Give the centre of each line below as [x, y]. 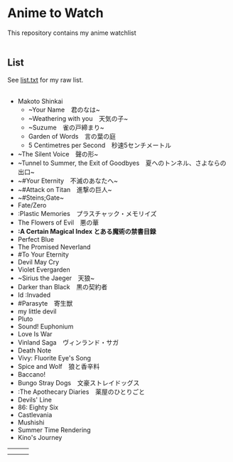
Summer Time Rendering [54, 430]
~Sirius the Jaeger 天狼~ [56, 278]
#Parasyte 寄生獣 [45, 303]
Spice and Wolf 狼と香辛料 [59, 366]
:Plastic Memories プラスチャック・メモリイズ [87, 213]
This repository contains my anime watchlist [72, 33]
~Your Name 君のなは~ [64, 109]
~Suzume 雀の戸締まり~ [66, 127]
